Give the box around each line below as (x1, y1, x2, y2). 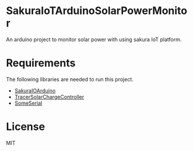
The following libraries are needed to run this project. (6, 75, 134, 83)
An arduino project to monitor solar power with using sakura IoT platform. (6, 36, 182, 43)
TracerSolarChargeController (14, 93, 85, 100)
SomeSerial (14, 99, 43, 107)
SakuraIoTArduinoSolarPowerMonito (6, 4, 188, 18)
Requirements (6, 57, 76, 70)
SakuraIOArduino (14, 87, 56, 94)
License (6, 120, 45, 133)
